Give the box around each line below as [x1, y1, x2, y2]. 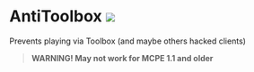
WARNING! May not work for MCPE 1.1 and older [31, 52, 214, 63]
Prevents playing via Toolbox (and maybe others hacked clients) [9, 36, 247, 46]
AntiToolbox [9, 6, 103, 27]
